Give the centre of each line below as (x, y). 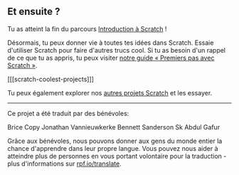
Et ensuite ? (34, 12)
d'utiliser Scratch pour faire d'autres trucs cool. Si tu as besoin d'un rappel (117, 50)
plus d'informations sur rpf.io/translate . (65, 164)
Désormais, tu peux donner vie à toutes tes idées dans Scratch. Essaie (111, 43)
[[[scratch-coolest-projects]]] (51, 79)
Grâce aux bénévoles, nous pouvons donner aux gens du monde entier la (115, 141)
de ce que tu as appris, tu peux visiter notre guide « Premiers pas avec (111, 58)
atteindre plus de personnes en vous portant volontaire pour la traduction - (117, 156)
